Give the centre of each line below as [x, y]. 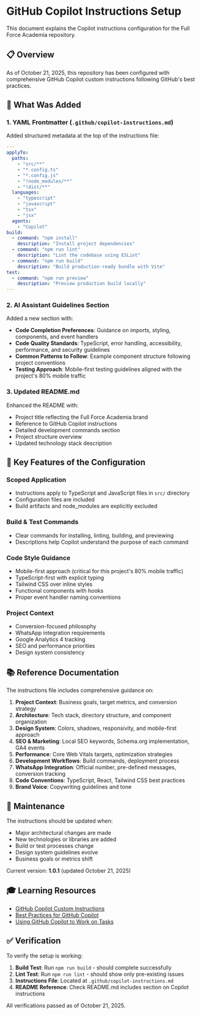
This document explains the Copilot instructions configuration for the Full [98, 28]
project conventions [40, 363]
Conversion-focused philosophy [56, 626]
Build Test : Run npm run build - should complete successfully [93, 967]
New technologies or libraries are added [66, 839]
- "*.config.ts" [38, 170]
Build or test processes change [54, 846]
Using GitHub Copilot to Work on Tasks [64, 921]
